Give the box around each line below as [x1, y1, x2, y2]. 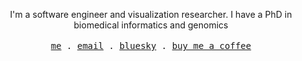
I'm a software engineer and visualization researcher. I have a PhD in [9, 9, 293, 20]
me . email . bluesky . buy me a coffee [50, 40, 252, 51]
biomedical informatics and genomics [73, 19, 229, 31]
